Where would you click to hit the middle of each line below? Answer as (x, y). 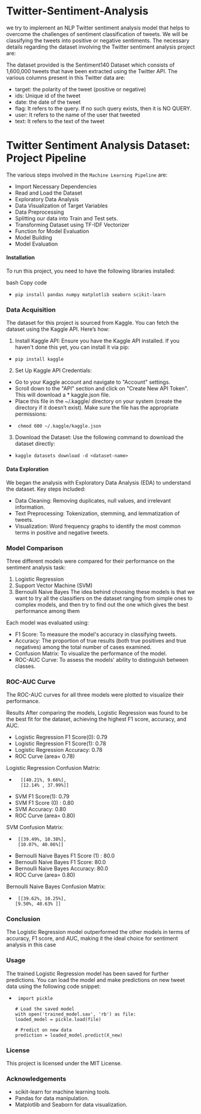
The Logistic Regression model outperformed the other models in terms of (98, 932)
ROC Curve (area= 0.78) (45, 756)
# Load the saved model (45, 1009)
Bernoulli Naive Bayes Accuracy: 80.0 (61, 868)
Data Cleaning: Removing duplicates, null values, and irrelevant (93, 500)
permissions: (31, 414)
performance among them (47, 611)
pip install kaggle (39, 359)
